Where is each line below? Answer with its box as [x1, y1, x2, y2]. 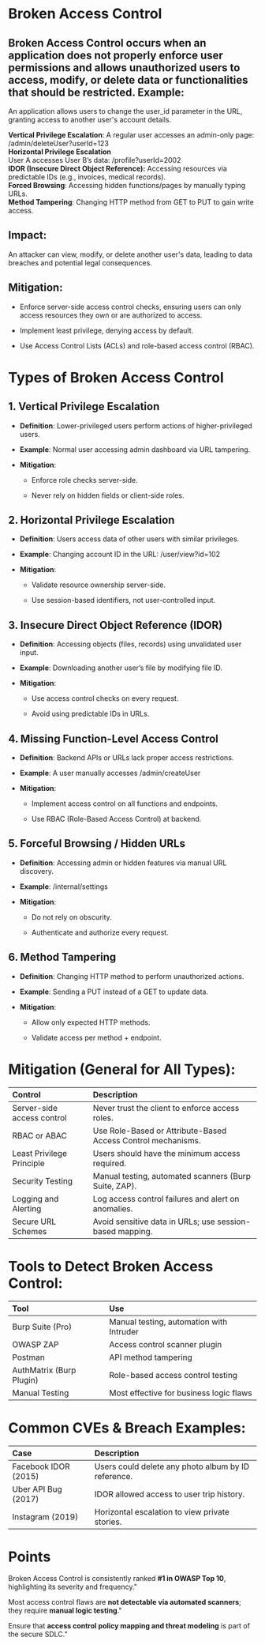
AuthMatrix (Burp [12, 1365, 77, 1376]
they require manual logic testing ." [8, 1605, 122, 1616]
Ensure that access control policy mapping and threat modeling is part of [8, 1621, 251, 1631]
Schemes [12, 1225, 47, 1237]
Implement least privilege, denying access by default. [19, 326, 194, 335]
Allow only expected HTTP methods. [31, 1017, 151, 1027]
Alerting [12, 1203, 42, 1214]
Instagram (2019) [12, 1511, 79, 1522]
